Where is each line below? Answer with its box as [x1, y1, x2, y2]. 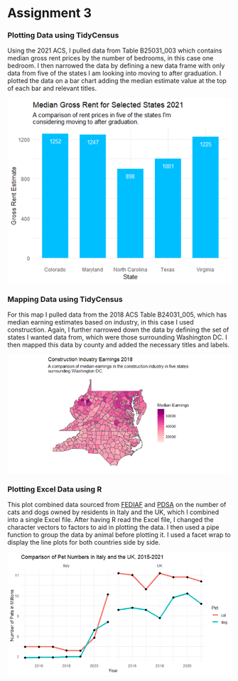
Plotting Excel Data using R [7, 484, 102, 494]
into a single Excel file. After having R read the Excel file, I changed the [7, 516, 215, 524]
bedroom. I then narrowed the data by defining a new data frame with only [7, 62, 225, 70]
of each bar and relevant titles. [7, 84, 97, 93]
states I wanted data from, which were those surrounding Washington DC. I [7, 333, 227, 342]
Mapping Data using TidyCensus [7, 294, 123, 304]
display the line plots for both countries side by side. [7, 538, 161, 547]
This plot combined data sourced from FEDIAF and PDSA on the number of [7, 501, 227, 509]
